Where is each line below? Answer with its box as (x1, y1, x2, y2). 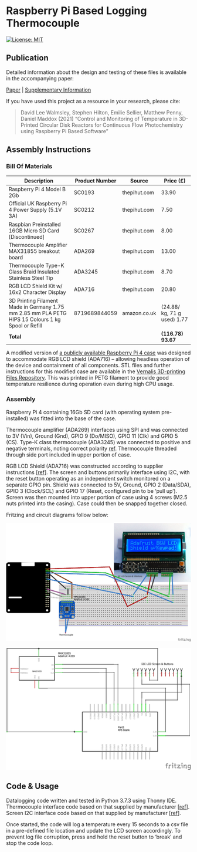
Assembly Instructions (6, 145, 91, 155)
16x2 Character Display (8, 289, 66, 296)
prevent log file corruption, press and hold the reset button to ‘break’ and (6, 833, 182, 840)
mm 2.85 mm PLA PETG (8, 309, 67, 316)
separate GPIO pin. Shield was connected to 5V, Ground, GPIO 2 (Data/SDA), (6, 481, 191, 488)
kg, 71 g (161, 309, 182, 316)
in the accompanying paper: (6, 75, 74, 82)
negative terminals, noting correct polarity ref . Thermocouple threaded (6, 445, 177, 452)
